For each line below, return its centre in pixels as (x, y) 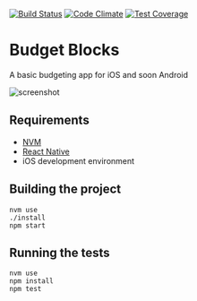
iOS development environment (78, 160)
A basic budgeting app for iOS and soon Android (99, 74)
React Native (46, 151)
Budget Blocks (64, 50)
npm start (28, 225)
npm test (26, 289)
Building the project (65, 189)
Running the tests (60, 252)
